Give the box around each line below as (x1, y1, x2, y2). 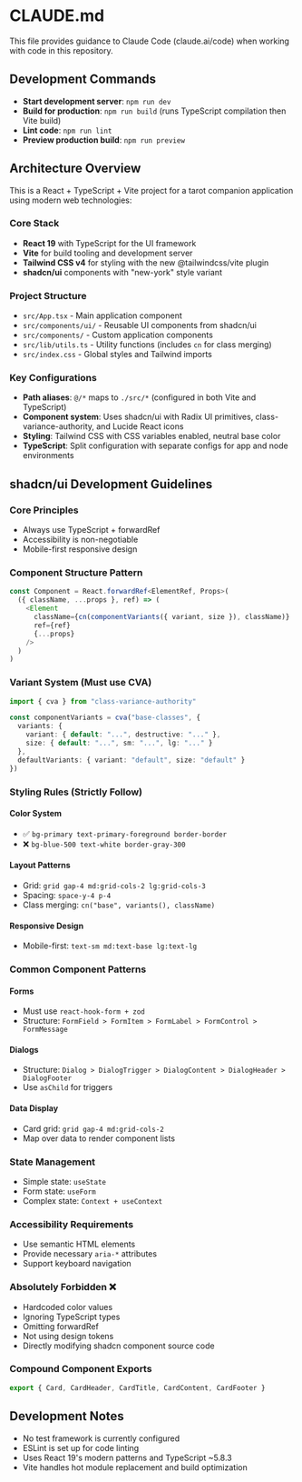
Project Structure (9, 289, 87, 302)
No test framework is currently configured (22, 1433, 180, 1444)
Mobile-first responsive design (22, 544, 138, 555)
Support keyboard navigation (22, 1258, 132, 1269)
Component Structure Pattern (9, 566, 143, 579)
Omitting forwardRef (22, 1320, 100, 1332)
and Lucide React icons (96, 421, 184, 432)
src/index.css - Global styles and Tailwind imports (22, 349, 213, 360)
